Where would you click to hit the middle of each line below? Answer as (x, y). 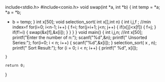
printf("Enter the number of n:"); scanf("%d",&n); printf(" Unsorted (80, 37)
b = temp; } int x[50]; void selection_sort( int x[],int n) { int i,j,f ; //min (82, 22)
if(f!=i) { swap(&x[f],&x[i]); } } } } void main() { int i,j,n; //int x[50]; (77, 32)
